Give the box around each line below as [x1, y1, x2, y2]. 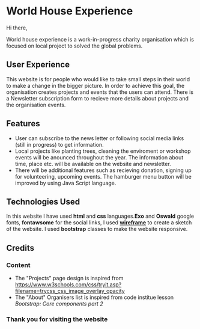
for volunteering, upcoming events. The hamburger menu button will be [14, 173, 192, 180]
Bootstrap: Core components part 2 [14, 300, 103, 307]
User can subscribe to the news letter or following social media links [14, 134, 184, 142]
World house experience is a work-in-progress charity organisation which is [6, 35, 194, 43]
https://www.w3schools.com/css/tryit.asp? [14, 281, 122, 288]
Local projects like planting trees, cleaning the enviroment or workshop [14, 147, 191, 155]
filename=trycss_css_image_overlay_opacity [14, 287, 125, 295]
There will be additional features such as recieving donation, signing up [14, 167, 192, 174]
